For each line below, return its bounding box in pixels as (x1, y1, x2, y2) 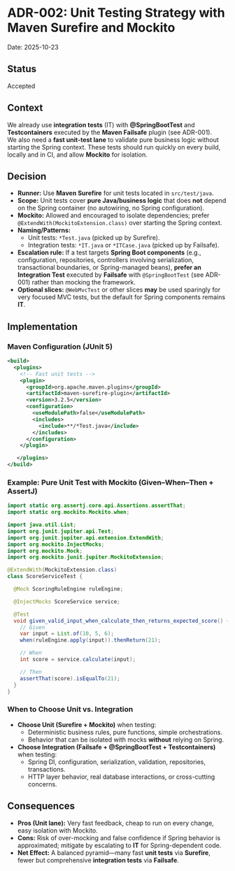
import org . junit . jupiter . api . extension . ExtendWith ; (7, 534, 164, 541)
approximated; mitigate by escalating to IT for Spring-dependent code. (17, 841, 222, 849)
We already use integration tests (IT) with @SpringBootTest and (7, 120, 195, 129)
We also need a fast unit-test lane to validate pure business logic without (7, 135, 219, 144)
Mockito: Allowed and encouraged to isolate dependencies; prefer (17, 211, 210, 219)
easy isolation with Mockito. (17, 826, 98, 835)
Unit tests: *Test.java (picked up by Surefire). (27, 233, 160, 242)
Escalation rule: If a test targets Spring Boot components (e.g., (17, 248, 201, 257)
